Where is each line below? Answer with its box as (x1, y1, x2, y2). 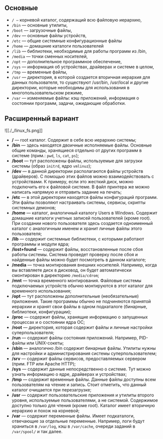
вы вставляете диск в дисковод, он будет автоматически (11, 267, 132, 273)
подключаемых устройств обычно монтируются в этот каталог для (11, 283, 153, 289)
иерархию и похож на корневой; (11, 408, 80, 414)
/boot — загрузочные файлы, (11, 27, 72, 33)
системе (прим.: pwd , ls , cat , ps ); (11, 152, 79, 158)
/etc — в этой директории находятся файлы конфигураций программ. (11, 194, 158, 200)
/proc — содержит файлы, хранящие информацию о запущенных (11, 314, 148, 320)
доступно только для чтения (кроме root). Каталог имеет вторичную (11, 402, 155, 408)
